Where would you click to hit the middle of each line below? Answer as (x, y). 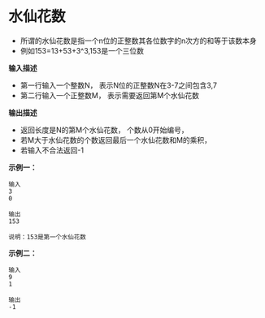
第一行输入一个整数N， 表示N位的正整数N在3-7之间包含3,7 (119, 85)
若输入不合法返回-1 (52, 150)
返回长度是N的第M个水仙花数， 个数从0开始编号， (104, 130)
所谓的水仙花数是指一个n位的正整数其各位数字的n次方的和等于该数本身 (139, 41)
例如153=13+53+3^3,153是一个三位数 (82, 50)
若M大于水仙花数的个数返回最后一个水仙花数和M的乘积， (116, 140)
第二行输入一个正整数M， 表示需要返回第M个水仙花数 (110, 95)
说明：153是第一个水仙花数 (48, 237)
